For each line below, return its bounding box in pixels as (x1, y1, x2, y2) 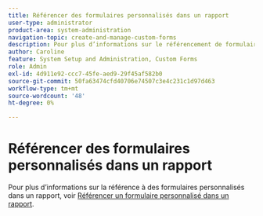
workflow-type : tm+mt (8, 84, 79, 93)
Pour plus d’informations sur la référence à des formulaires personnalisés (8, 182, 245, 192)
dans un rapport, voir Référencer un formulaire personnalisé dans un (8, 191, 229, 200)
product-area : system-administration (8, 26, 131, 34)
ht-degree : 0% (8, 99, 55, 107)
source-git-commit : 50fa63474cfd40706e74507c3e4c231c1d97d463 (8, 77, 215, 85)
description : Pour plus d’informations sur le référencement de (8, 41, 222, 49)
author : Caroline (8, 48, 65, 56)
